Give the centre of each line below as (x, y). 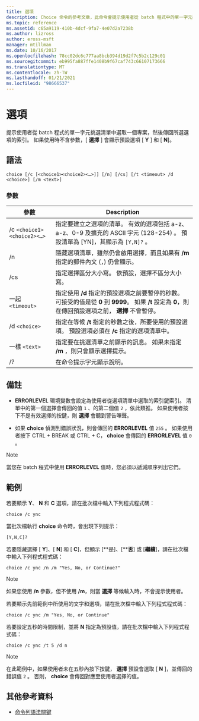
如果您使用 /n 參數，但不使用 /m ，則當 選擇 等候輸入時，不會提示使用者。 (96, 591)
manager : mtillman (29, 45)
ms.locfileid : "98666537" (38, 84)
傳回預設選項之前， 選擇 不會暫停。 (110, 311)
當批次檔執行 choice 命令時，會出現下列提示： (63, 526)
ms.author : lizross (30, 34)
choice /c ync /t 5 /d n (37, 646)
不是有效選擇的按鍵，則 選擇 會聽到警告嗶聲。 (76, 415)
